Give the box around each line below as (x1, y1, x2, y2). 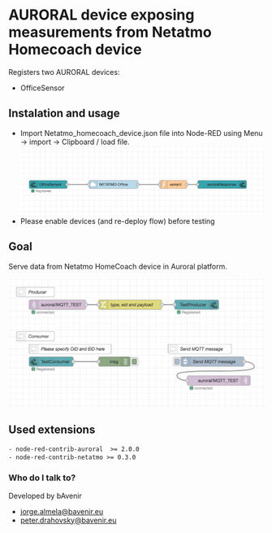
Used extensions (8, 422, 96, 436)
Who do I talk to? (8, 472, 76, 483)
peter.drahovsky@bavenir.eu (19, 515, 117, 525)
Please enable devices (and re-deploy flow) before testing (19, 216, 215, 225)
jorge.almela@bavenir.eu (19, 506, 104, 516)
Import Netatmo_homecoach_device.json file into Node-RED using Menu (19, 128, 263, 138)
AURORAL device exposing (8, 6, 195, 24)
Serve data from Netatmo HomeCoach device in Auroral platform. (8, 261, 227, 271)
